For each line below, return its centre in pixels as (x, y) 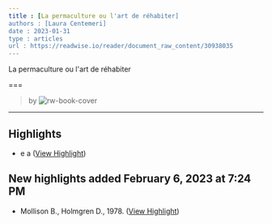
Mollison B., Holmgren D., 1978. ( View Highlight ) (100, 211)
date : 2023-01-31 (39, 31)
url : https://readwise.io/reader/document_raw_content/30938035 (121, 46)
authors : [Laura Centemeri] (57, 24)
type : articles (36, 39)
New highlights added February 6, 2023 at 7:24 (130, 179)
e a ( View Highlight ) (53, 153)
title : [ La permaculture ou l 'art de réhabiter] (94, 16)
